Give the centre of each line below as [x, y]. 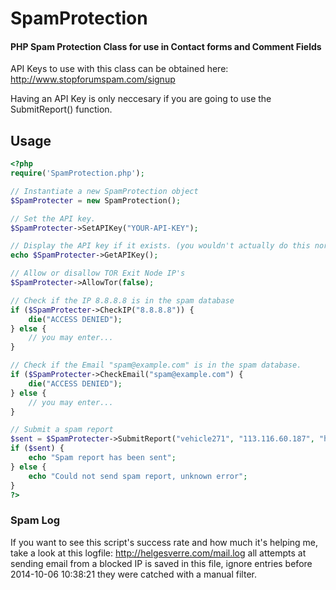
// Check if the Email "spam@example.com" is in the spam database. [156, 365]
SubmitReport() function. [61, 109]
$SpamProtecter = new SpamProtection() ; [96, 200]
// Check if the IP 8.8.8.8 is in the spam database [122, 300]
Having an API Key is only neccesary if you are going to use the [141, 99]
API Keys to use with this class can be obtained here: [119, 69]
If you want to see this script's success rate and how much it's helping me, [164, 542]
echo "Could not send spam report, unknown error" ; [138, 476]
